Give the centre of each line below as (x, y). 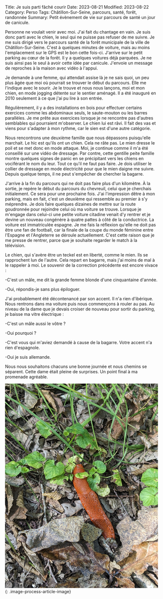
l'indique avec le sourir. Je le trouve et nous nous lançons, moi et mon (75, 88)
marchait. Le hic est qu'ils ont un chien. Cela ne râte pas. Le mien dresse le (80, 143)
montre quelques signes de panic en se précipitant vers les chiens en (74, 158)
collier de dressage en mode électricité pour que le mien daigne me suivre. (80, 169)
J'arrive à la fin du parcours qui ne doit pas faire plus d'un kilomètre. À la (78, 183)
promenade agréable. (27, 377)
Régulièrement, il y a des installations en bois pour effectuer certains (73, 108)
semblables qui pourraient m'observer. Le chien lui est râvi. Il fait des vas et (81, 123)
